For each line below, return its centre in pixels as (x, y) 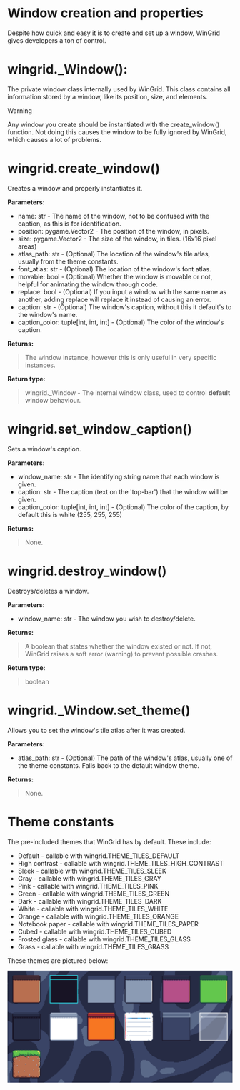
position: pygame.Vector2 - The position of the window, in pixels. (113, 231)
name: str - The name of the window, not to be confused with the (113, 216)
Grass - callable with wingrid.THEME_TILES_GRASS (93, 946)
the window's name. (47, 314)
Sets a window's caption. (44, 449)
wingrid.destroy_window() (87, 571)
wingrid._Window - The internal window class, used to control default (127, 392)
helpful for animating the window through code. (88, 284)
